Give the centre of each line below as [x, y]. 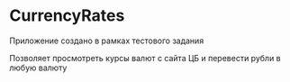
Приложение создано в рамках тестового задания [107, 41]
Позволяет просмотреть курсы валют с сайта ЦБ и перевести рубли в [145, 58]
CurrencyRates [67, 16]
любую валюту [38, 68]
